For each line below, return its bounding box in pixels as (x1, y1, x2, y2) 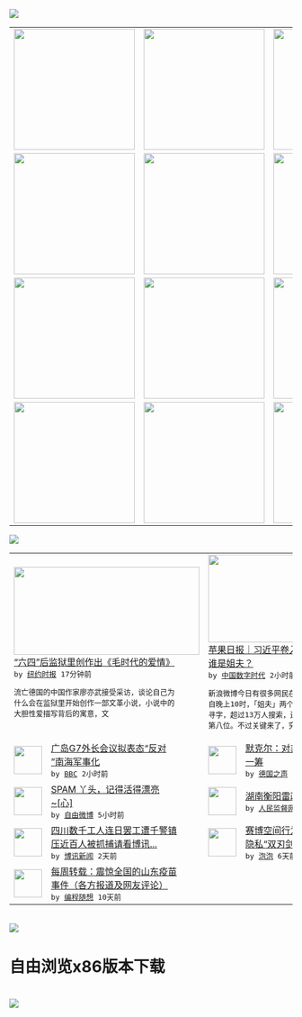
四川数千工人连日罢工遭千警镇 (50, 824, 178, 837)
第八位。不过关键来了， (208, 721, 289, 730)
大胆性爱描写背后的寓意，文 (13, 708, 110, 718)
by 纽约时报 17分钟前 (13, 669, 92, 679)
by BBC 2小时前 (50, 769, 109, 778)
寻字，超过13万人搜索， (208, 710, 290, 720)
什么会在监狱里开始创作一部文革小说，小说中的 (13, 698, 175, 707)
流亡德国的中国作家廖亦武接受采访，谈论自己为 (13, 687, 175, 697)
